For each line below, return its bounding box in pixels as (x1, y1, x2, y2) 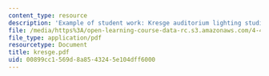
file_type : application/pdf (8, 33, 102, 42)
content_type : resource (8, 11, 88, 20)
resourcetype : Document (8, 41, 88, 49)
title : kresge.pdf (8, 48, 70, 56)
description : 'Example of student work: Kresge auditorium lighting (8, 19, 242, 27)
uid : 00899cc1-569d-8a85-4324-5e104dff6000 (8, 56, 156, 64)
